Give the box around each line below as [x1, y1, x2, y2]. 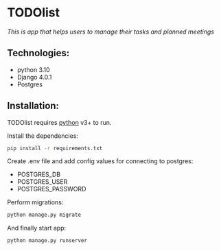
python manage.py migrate [7, 211, 81, 219]
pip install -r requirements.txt [7, 145, 103, 152]
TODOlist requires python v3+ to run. [7, 118, 112, 126]
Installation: [7, 100, 60, 112]
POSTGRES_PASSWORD [16, 185, 86, 193]
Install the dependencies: [7, 132, 79, 140]
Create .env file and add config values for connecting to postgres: [7, 157, 194, 165]
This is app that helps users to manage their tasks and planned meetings [7, 27, 215, 36]
